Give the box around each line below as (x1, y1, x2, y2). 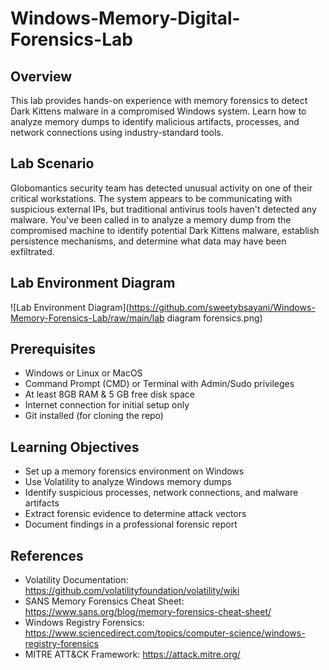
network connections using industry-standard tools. (10, 127, 224, 138)
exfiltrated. (10, 245, 55, 257)
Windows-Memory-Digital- (10, 7, 241, 30)
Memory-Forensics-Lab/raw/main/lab (10, 312, 165, 324)
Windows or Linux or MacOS (24, 367, 143, 379)
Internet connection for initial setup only (24, 399, 190, 411)
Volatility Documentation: (24, 574, 129, 586)
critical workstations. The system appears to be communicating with (10, 192, 293, 204)
